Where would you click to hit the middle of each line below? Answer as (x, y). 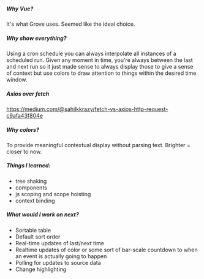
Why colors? (23, 129)
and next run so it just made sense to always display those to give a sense (100, 66)
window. (17, 79)
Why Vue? (20, 9)
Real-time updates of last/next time (59, 243)
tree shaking (31, 181)
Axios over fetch (28, 94)
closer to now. (24, 151)
